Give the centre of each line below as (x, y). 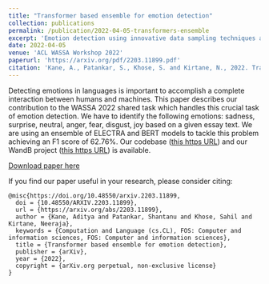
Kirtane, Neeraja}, (41, 224)
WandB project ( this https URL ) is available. (80, 150)
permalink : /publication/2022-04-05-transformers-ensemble (109, 30)
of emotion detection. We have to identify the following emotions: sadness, (132, 116)
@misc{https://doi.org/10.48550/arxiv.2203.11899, (94, 196)
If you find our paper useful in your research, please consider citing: (120, 181)
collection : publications (51, 23)
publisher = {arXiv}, (52, 252)
